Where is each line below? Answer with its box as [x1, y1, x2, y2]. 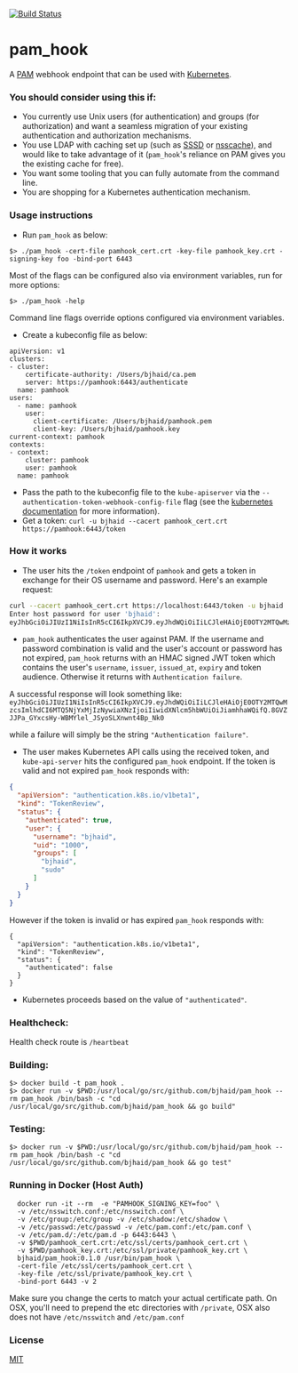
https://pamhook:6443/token [21, 525, 126, 534]
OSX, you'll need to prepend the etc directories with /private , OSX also [9, 1302, 271, 1313]
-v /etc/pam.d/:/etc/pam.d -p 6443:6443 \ [17, 1230, 176, 1240]
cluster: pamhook [25, 455, 90, 464]
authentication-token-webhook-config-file [21, 498, 182, 507]
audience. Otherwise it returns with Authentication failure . [21, 671, 243, 682]
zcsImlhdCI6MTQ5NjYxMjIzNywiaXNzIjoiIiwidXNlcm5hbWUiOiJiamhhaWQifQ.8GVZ [9, 706, 288, 715]
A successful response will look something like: [9, 689, 183, 700]
